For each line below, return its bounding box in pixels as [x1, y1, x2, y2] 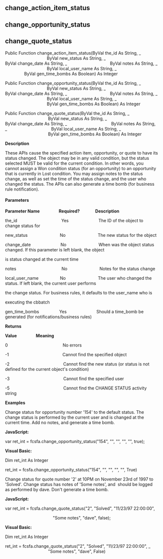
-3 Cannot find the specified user [5, 375, 124, 382]
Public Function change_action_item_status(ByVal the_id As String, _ [5, 50, 141, 56]
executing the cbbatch [5, 299, 50, 305]
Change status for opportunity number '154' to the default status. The [5, 409, 144, 415]
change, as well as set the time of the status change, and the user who [5, 175, 147, 182]
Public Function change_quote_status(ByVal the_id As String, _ [5, 110, 130, 116]
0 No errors [5, 342, 82, 348]
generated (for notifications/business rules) [5, 314, 92, 320]
